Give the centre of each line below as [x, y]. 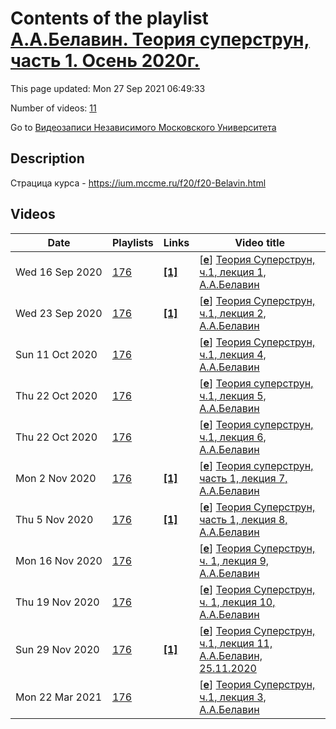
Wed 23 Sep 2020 [59, 313]
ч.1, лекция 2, [233, 313]
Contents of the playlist [109, 18]
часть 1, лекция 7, [243, 478]
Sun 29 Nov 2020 [57, 649]
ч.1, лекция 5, [233, 395]
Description [47, 158]
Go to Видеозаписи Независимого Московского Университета [143, 127]
